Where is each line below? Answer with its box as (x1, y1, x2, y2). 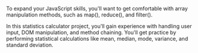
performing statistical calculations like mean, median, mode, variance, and (6, 35, 188, 42)
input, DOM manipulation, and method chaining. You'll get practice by (6, 29, 177, 36)
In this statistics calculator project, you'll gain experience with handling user (6, 23, 192, 29)
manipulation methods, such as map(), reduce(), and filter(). (6, 11, 153, 18)
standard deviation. (6, 41, 54, 48)
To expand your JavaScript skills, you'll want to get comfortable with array (6, 5, 188, 12)
